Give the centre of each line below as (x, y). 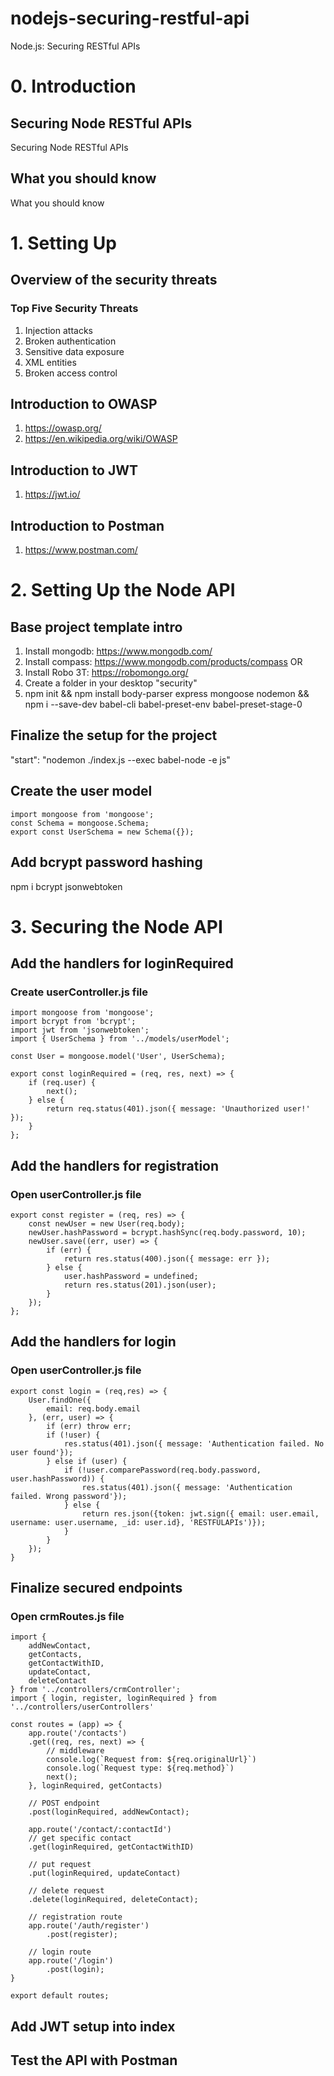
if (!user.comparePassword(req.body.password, (162, 1470)
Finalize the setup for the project (114, 735)
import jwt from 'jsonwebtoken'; (80, 1030)
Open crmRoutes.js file (67, 1617)
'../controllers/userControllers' (82, 1707)
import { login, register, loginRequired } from (113, 1698)
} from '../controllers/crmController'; (96, 1690)
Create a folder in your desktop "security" (111, 683)
